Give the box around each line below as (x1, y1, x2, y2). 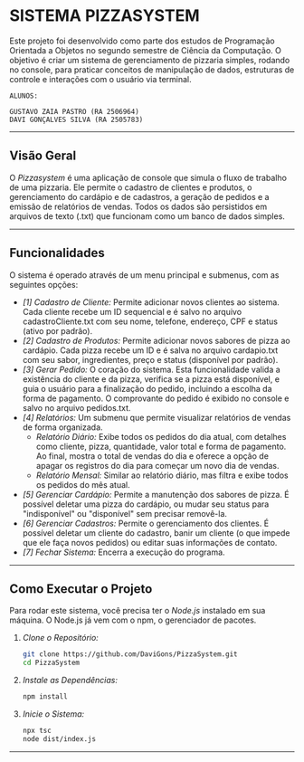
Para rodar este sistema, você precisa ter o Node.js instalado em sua (9, 605, 266, 616)
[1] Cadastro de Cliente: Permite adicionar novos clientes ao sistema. (22, 296, 280, 308)
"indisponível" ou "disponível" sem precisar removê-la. (22, 508, 228, 519)
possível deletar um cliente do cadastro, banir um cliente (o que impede (22, 527, 290, 538)
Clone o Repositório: (22, 633, 100, 643)
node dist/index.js (22, 734, 97, 743)
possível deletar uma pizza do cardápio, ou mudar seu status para (22, 499, 270, 510)
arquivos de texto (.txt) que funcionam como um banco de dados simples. (9, 210, 285, 222)
